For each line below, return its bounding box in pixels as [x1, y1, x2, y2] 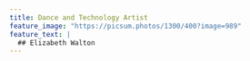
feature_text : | [9, 30, 71, 39]
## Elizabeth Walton [17, 38, 95, 48]
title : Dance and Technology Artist [9, 13, 148, 22]
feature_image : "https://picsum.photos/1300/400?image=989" [9, 22, 243, 30]
